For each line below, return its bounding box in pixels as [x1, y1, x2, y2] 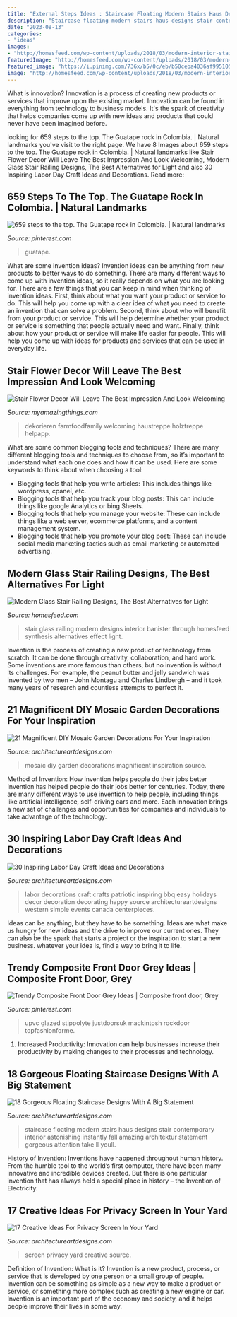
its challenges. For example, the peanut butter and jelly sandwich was [7, 668, 210, 677]
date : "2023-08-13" [7, 23, 65, 30]
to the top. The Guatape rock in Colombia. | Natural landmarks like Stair [7, 148, 214, 156]
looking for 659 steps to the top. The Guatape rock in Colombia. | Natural [7, 132, 219, 141]
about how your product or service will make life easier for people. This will [7, 329, 226, 338]
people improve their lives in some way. [7, 1302, 122, 1310]
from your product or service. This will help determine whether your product [7, 314, 229, 322]
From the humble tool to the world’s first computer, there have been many [7, 1161, 221, 1170]
